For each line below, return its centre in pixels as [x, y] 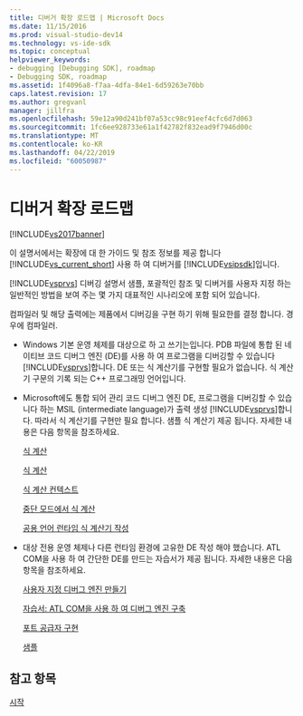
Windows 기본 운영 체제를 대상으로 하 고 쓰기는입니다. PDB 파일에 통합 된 [152, 344]
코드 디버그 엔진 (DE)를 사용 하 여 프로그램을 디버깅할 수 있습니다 [161, 356]
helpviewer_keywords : [50, 60]
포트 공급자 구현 [50, 628]
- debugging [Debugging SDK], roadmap [82, 69]
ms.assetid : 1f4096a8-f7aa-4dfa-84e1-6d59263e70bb [107, 85]
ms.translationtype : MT [54, 136]
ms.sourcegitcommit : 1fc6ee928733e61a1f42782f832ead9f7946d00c [131, 128]
